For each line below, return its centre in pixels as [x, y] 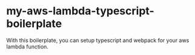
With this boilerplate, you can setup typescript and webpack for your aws [98, 40]
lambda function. [27, 47]
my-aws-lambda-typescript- [80, 11]
